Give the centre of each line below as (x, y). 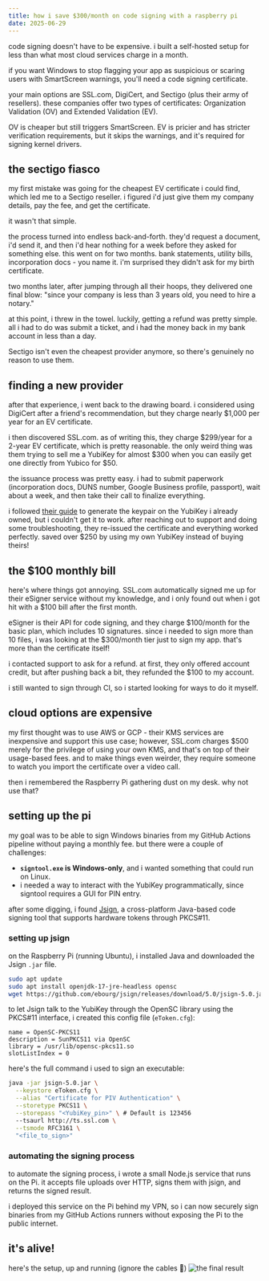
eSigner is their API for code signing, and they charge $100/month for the (129, 622)
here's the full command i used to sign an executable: (97, 1068)
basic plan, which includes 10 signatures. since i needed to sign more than (131, 630)
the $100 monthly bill (62, 571)
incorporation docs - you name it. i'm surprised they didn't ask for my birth (131, 263)
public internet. (33, 1223)
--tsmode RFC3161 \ (48, 1128)
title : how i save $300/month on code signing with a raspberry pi (123, 16)
